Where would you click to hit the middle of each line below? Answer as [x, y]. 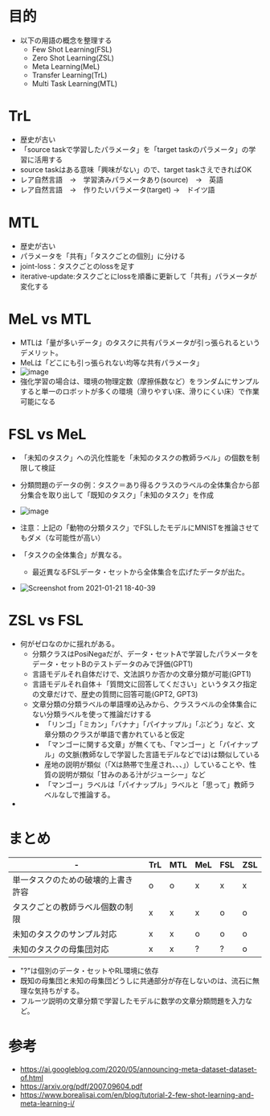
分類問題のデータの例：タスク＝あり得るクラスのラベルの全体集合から [136, 484]
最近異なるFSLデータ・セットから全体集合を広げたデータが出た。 [140, 571]
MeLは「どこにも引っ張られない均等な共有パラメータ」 [111, 362]
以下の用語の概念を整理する [66, 40]
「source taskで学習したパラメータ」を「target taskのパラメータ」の [134, 149]
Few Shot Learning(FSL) [72, 49]
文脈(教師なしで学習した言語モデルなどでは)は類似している [163, 754]
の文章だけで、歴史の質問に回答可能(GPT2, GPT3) [115, 694]
